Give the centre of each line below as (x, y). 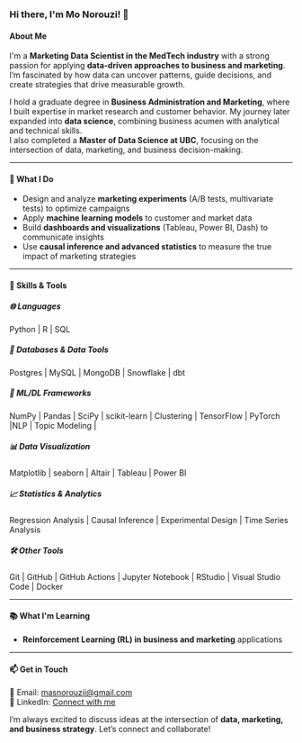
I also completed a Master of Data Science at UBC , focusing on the (134, 140)
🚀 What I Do (31, 178)
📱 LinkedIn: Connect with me (62, 702)
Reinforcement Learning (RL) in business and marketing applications (152, 639)
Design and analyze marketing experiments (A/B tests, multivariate (148, 199)
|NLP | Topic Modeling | (53, 425)
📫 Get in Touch (39, 669)
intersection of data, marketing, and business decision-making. (126, 150)
